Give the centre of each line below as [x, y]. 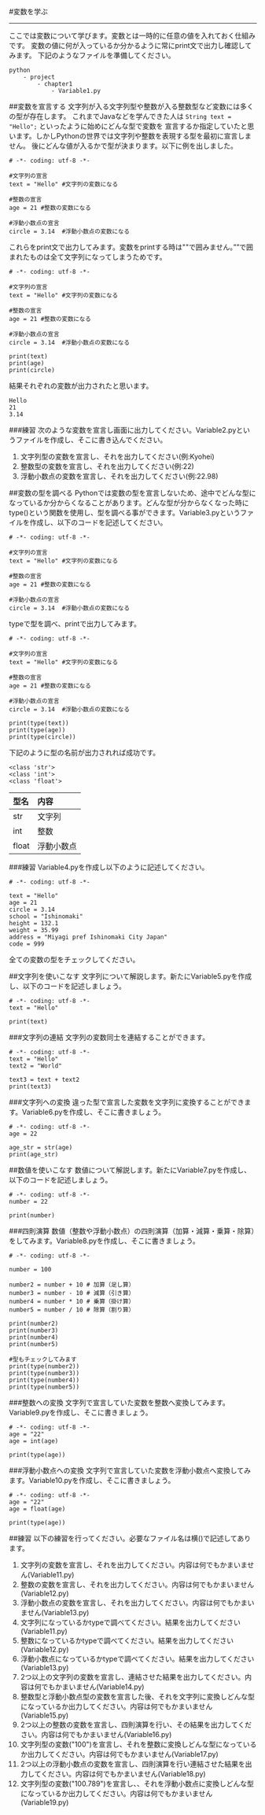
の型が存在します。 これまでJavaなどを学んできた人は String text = [120, 116]
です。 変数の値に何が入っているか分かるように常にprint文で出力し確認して [131, 45]
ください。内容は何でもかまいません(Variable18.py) [123, 1774]
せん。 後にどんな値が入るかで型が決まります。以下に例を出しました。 [123, 146]
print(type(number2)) [44, 1367]
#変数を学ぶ [28, 11]
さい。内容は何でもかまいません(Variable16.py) [96, 1734]
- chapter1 [55, 84]
